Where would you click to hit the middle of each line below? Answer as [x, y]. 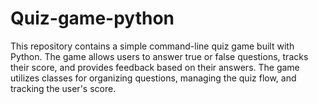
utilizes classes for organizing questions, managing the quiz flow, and [153, 78]
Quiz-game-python [92, 18]
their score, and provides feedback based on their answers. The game [155, 67]
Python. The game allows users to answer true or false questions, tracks [159, 56]
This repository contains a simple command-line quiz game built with [152, 46]
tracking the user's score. [63, 88]
